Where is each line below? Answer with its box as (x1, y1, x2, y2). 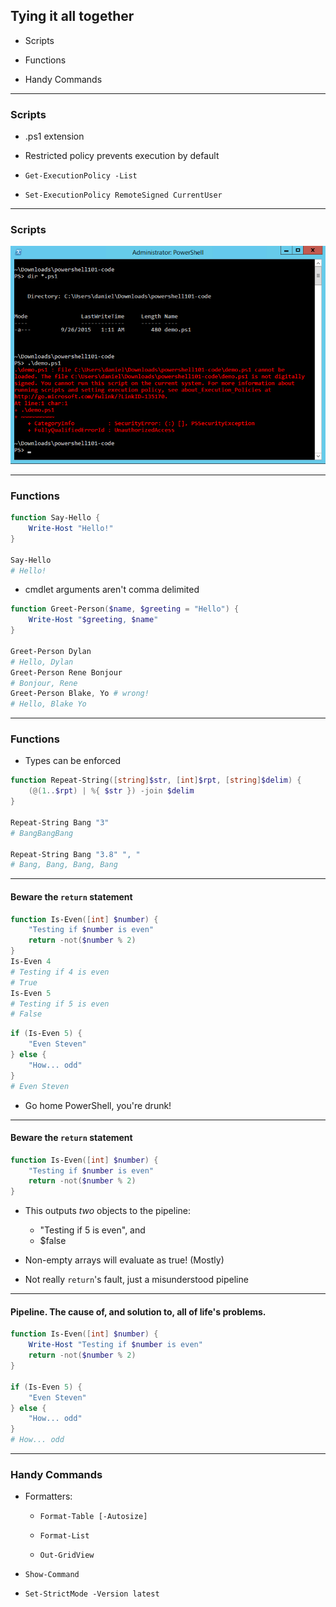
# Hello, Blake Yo (10, 699, 87, 709)
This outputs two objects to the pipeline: (24, 1205, 192, 1217)
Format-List (39, 1531, 90, 1541)
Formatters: (24, 1490, 73, 1503)
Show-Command (24, 1570, 80, 1580)
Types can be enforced (24, 755, 122, 767)
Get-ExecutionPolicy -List (24, 171, 138, 181)
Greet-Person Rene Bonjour (10, 667, 123, 678)
